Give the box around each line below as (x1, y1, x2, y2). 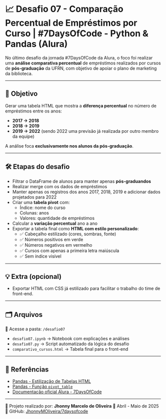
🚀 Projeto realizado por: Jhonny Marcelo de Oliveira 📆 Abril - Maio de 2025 (5, 403, 159, 409)
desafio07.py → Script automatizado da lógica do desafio (12, 341, 129, 347)
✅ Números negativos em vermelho (19, 242, 92, 248)
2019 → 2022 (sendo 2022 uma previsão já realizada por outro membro (12, 128, 159, 134)
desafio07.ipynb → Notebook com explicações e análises (12, 336, 130, 342)
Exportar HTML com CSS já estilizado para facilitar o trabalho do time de (12, 285, 161, 292)
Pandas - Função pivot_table (12, 384, 73, 389)
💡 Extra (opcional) (5, 272, 62, 281)
